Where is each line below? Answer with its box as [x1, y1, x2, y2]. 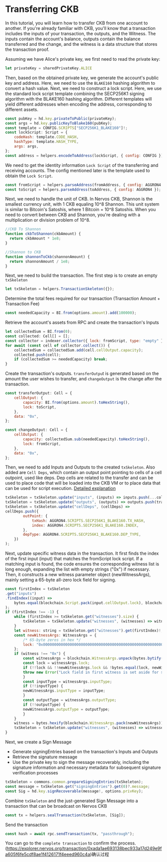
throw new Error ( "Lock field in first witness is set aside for [23, 670, 159, 675]
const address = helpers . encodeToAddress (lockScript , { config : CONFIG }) [5, 153, 164, 158]
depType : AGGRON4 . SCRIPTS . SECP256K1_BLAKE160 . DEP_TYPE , [23, 532, 141, 537]
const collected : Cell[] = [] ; [5, 334, 70, 339]
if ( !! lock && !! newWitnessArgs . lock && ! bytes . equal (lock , [23, 665, 150, 670]
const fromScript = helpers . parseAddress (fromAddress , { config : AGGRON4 [5, 182, 162, 187]
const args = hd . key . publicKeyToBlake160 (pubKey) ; [5, 121, 112, 125]
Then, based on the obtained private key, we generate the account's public [5, 75, 159, 81]
